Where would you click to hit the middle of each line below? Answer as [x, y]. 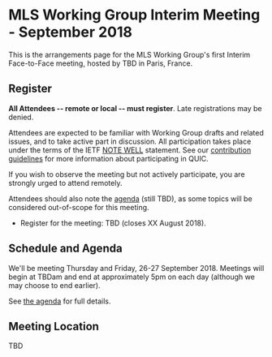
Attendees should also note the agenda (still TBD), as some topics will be [131, 198]
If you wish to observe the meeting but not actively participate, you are [127, 174]
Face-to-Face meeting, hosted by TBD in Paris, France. [101, 63]
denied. [21, 117]
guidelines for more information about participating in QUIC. [108, 158]
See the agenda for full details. [60, 301]
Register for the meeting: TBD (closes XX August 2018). [113, 223]
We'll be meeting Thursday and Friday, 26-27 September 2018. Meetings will [136, 268]
